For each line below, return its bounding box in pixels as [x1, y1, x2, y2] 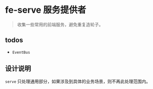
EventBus [12, 50, 30, 55]
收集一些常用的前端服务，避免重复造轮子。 [17, 22, 103, 27]
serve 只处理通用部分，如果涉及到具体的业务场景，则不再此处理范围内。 [5, 78, 151, 84]
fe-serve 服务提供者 [5, 4, 87, 16]
